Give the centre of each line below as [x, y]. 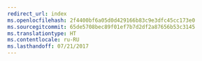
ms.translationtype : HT [42, 33]
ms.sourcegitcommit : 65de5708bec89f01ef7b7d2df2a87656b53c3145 [101, 27]
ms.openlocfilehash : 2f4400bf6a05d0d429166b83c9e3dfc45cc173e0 [101, 20]
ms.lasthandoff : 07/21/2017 [48, 46]
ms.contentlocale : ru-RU [43, 40]
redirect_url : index [37, 14]
